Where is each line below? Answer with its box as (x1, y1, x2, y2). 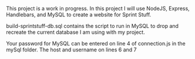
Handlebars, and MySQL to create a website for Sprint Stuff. (6, 11, 152, 18)
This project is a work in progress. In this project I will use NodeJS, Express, (6, 5, 190, 12)
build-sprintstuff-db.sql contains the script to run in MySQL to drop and (6, 23, 179, 29)
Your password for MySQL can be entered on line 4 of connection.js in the (6, 40, 186, 47)
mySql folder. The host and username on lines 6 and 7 (6, 46, 137, 53)
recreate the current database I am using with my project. (6, 29, 145, 36)
